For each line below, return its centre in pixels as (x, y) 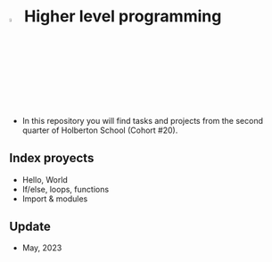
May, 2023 (42, 248)
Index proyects (52, 158)
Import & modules (55, 199)
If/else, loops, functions (66, 189)
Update (30, 226)
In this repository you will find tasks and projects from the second (142, 120)
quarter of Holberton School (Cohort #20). (100, 130)
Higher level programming (123, 16)
